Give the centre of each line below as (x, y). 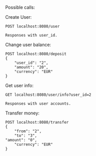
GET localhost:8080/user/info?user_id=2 (49, 95)
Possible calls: (20, 7)
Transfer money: (22, 113)
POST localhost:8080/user (32, 26)
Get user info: (19, 85)
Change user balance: (28, 45)
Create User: (18, 17)
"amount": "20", (32, 67)
